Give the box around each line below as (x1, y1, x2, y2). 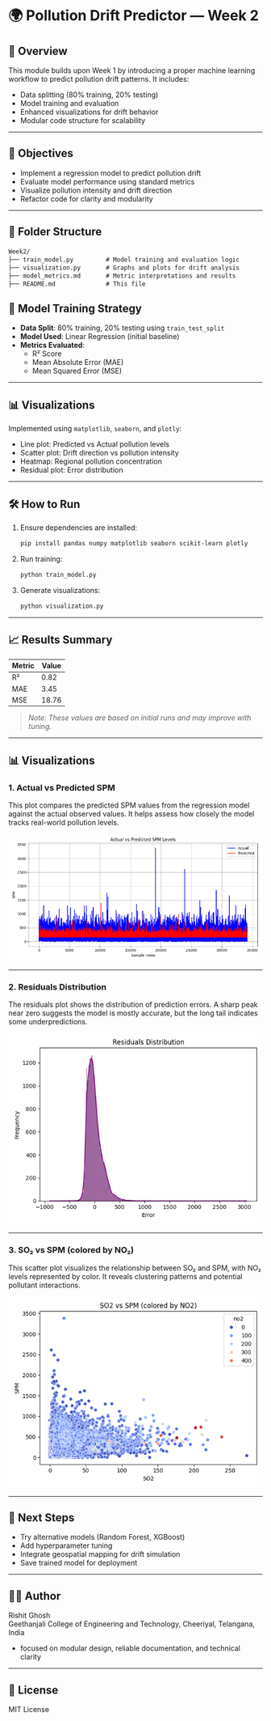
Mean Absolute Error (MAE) (31, 358, 124, 367)
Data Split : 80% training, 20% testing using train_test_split (19, 323, 225, 333)
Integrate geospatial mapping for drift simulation (19, 1549, 181, 1559)
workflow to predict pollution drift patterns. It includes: (8, 74, 190, 83)
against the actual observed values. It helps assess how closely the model (8, 808, 255, 818)
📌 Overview (8, 44, 68, 57)
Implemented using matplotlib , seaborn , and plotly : (8, 424, 182, 434)
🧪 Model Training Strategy (8, 302, 143, 316)
